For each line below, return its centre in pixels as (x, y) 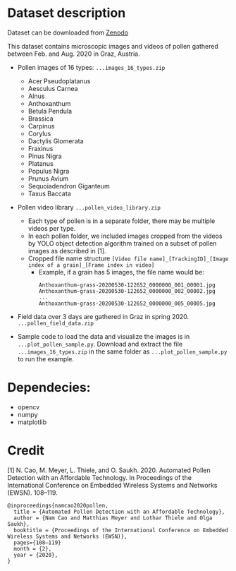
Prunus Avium (48, 179)
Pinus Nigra (45, 156)
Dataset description (67, 13)
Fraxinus (41, 148)
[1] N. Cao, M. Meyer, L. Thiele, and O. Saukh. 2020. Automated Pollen (109, 470)
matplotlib (32, 422)
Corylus (39, 133)
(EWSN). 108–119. (32, 493)
